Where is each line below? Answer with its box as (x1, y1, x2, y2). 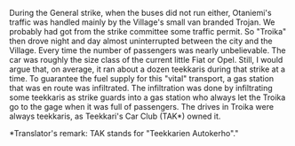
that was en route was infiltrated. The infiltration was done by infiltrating (9, 83, 273, 93)
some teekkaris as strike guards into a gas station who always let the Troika (9, 92, 286, 103)
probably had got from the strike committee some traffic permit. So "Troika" (9, 27, 287, 36)
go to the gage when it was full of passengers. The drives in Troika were (9, 102, 274, 111)
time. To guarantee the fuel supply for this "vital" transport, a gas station (9, 73, 275, 83)
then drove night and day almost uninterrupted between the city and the (9, 35, 273, 46)
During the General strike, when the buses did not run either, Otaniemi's (9, 8, 273, 18)
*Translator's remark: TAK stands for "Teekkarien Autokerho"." (9, 128, 239, 138)
